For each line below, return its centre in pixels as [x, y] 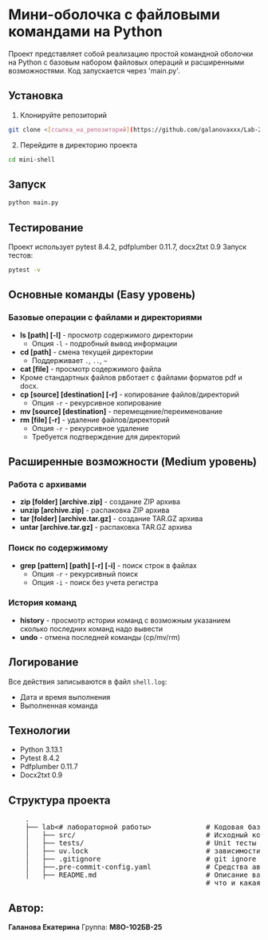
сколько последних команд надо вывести [91, 629]
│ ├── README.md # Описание [137, 875]
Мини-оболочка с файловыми [114, 15]
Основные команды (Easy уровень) [102, 295]
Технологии [39, 731]
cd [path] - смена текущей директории [87, 352]
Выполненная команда [59, 705]
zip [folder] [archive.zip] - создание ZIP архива [100, 502]
